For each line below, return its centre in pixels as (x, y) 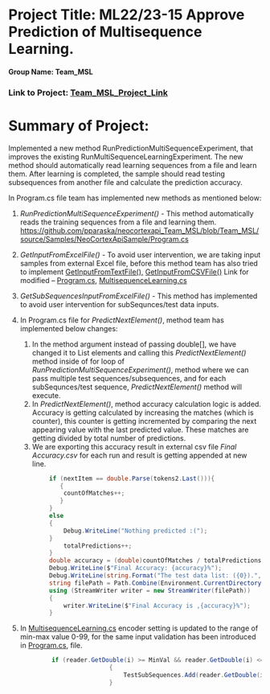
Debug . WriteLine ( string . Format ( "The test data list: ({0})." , (155, 576)
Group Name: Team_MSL (51, 72)
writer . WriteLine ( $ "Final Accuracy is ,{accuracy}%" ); (157, 606)
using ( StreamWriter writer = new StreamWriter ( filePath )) (150, 590)
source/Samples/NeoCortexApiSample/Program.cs (104, 239)
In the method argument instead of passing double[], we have (134, 344)
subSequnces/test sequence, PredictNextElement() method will (137, 387)
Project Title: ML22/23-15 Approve (127, 15)
